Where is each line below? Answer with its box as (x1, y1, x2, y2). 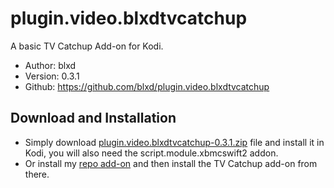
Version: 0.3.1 (24, 70, 80, 82)
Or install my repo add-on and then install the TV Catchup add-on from (24, 157, 318, 169)
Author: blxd (24, 59, 77, 71)
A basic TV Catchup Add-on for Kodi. (10, 40, 164, 52)
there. (24, 168, 50, 180)
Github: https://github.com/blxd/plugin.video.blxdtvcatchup (24, 80, 270, 92)
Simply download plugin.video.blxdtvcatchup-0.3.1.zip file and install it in (24, 136, 325, 148)
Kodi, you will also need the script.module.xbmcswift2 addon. (24, 147, 279, 159)
